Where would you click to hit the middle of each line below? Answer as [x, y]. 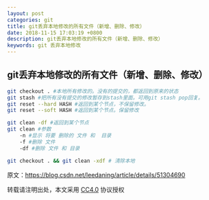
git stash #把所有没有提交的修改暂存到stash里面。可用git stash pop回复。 [105, 98]
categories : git [30, 20]
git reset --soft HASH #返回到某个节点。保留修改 [73, 111]
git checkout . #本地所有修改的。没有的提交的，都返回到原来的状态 [93, 91]
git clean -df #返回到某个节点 [48, 123]
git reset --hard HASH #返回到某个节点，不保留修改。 [78, 104]
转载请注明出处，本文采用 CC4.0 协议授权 [66, 189]
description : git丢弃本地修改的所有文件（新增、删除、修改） [85, 39]
